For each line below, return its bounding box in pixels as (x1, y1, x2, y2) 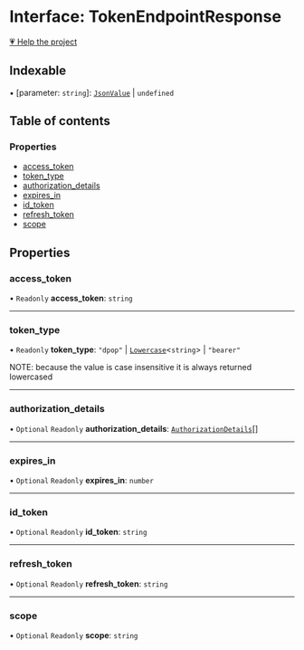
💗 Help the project (9, 36, 78, 47)
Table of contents (9, 113, 110, 129)
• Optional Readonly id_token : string (9, 527, 147, 538)
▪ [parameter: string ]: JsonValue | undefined (9, 87, 175, 98)
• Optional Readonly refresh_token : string (9, 578, 168, 589)
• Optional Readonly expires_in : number (9, 475, 154, 486)
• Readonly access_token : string (9, 292, 133, 304)
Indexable (9, 63, 67, 79)
